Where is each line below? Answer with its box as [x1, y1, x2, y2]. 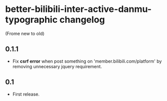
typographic [5, 14, 58, 25]
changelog [59, 14, 105, 25]
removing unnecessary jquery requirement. [12, 63, 102, 69]
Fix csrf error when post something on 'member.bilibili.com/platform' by [12, 58, 162, 64]
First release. [12, 91, 40, 97]
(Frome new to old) [5, 30, 45, 36]
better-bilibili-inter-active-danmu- [5, 3, 152, 15]
